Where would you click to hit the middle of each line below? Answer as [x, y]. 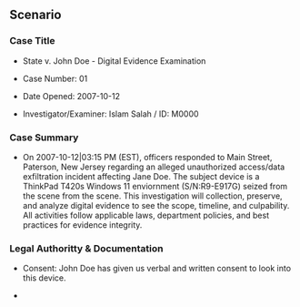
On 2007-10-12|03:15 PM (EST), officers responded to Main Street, [147, 157]
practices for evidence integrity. [82, 225]
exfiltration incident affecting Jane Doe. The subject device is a [141, 176]
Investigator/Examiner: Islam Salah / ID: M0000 [110, 114]
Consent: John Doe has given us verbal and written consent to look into [157, 269]
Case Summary [44, 138]
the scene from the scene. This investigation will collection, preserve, [153, 196]
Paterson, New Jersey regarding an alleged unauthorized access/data [154, 167]
